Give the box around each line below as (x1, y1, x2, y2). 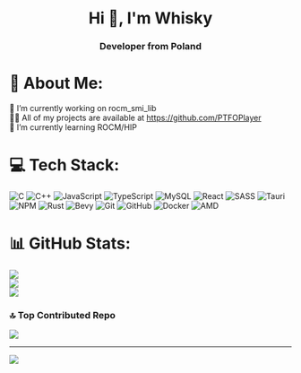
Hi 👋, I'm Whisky (88, 8, 213, 29)
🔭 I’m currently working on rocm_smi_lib (9, 103, 157, 114)
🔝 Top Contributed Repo (9, 308, 116, 321)
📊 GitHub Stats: (9, 233, 132, 254)
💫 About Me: (9, 74, 104, 93)
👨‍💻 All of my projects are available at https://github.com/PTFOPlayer (9, 112, 262, 124)
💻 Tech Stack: (9, 155, 120, 176)
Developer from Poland (99, 40, 202, 53)
